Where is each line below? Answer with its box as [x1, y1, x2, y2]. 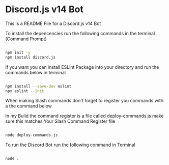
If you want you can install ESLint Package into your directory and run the [5, 64, 159, 70]
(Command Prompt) [5, 36, 47, 42]
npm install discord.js [5, 54, 56, 60]
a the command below [5, 103, 52, 109]
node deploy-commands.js [5, 132, 58, 138]
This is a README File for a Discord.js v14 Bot [5, 20, 101, 26]
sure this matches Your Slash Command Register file [5, 118, 116, 124]
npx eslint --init [5, 88, 44, 94]
